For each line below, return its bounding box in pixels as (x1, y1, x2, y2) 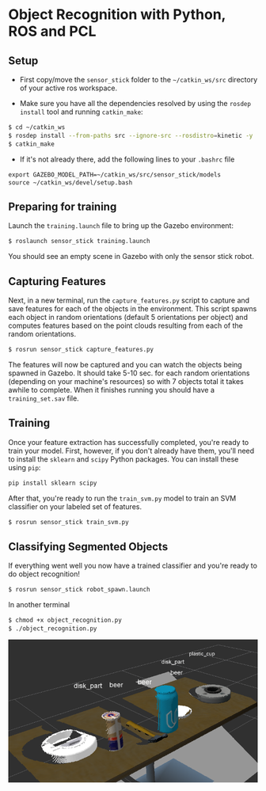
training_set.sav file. (8, 394, 79, 403)
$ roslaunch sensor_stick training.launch (8, 238, 150, 245)
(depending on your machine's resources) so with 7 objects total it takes (8, 377, 244, 386)
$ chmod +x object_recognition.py (8, 616, 123, 625)
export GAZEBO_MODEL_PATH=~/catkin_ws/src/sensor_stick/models (8, 170, 222, 179)
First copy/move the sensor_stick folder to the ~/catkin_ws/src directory (19, 75, 258, 84)
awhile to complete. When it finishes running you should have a (8, 386, 215, 394)
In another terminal (8, 600, 70, 610)
